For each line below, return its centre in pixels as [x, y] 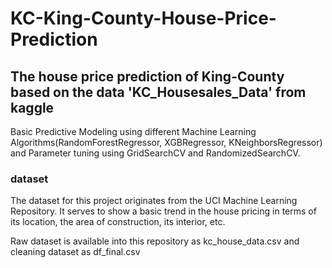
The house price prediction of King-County [147, 76]
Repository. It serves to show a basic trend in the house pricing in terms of [163, 211]
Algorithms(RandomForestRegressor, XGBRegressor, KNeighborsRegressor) [166, 142]
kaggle [32, 107]
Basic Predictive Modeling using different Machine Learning [133, 131]
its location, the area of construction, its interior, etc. [118, 222]
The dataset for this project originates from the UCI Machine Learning [154, 201]
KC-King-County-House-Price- [143, 18]
